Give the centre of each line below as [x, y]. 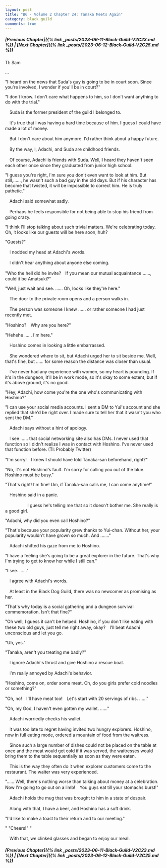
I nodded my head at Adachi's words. [47, 252]
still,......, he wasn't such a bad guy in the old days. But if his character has [81, 180]
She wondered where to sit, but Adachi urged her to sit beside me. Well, [83, 356]
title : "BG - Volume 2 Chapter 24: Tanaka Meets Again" [64, 14]
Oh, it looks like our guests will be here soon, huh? [56, 232]
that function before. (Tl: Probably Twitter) [48, 449]
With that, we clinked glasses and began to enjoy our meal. [70, 839]
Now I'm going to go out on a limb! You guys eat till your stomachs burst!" [82, 787]
